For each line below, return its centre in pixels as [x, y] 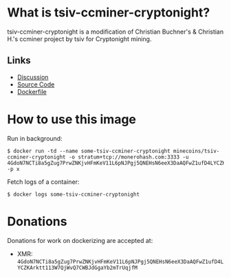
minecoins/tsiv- [196, 151]
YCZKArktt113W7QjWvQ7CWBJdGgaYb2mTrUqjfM [77, 268]
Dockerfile [32, 91]
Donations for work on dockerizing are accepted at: [80, 240]
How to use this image [71, 119]
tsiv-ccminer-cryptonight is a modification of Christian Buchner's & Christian [115, 32]
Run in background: [35, 138]
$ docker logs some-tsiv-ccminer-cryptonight [73, 194]
